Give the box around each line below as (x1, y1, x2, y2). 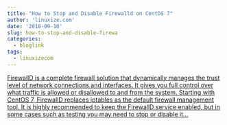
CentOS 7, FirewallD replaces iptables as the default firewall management (7, 95, 215, 104)
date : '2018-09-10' (7, 23, 63, 30)
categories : (7, 36, 41, 43)
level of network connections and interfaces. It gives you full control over (7, 80, 214, 89)
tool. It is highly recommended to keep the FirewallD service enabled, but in (7, 102, 221, 111)
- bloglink (13, 42, 45, 49)
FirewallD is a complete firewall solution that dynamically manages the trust (7, 73, 220, 82)
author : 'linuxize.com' (7, 16, 75, 23)
